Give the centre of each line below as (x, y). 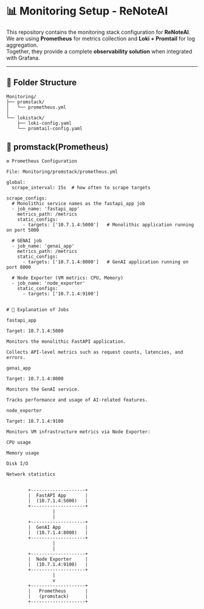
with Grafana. (23, 58)
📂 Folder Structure (42, 83)
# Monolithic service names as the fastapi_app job (79, 203)
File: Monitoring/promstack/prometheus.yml (62, 172)
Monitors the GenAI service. (43, 389)
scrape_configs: (27, 198)
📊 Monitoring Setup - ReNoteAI (87, 11)
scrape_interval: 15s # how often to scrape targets (81, 187)
